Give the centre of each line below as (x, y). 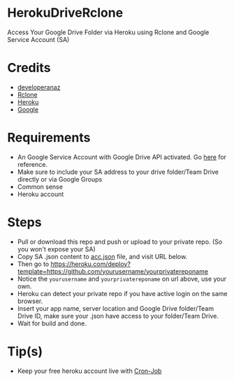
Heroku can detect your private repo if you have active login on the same (122, 293)
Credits (29, 68)
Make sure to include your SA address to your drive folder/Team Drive (118, 172)
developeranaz (39, 87)
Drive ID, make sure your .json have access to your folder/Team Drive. (118, 316)
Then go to (33, 264)
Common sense (40, 186)
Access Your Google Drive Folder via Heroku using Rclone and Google (108, 32)
